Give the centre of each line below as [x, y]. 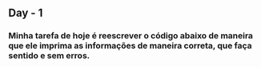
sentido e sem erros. [49, 56]
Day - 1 [26, 13]
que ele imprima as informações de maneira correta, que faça [130, 45]
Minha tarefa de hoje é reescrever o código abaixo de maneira [131, 36]
